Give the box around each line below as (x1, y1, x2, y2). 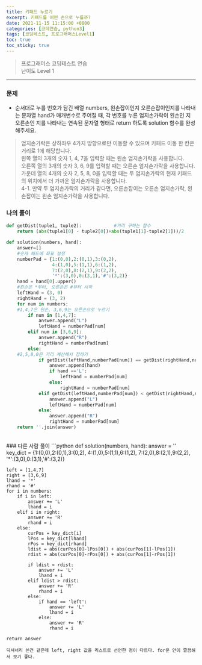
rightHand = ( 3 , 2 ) (17, 295, 66, 301)
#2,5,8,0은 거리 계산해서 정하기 (17, 351, 88, 357)
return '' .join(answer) (17, 424, 77, 431)
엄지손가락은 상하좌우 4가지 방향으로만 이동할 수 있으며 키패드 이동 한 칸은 (20, 140, 195, 147)
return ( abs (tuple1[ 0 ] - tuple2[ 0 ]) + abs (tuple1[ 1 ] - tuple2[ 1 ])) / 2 (17, 228, 185, 235)
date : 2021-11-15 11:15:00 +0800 (6, 20, 90, 26)
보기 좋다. (13, 654, 35, 660)
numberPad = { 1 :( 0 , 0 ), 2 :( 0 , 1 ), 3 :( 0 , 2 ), (17, 256, 117, 262)
